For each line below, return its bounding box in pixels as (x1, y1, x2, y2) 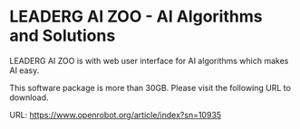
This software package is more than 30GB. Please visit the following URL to (9, 82, 292, 93)
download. (9, 92, 49, 103)
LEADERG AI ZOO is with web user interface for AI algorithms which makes (9, 55, 289, 66)
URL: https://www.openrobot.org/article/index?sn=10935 (9, 109, 222, 120)
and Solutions (9, 25, 116, 46)
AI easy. (9, 65, 40, 76)
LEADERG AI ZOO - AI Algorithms (9, 6, 263, 27)
